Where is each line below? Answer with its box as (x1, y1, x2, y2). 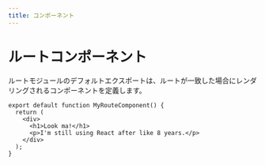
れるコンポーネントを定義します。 (35, 85, 146, 95)
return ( (15, 108, 44, 116)
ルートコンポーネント (8, 48, 148, 66)
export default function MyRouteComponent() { (8, 101, 165, 109)
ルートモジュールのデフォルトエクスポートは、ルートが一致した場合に (8, 76, 237, 85)
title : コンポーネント (8, 11, 75, 20)
